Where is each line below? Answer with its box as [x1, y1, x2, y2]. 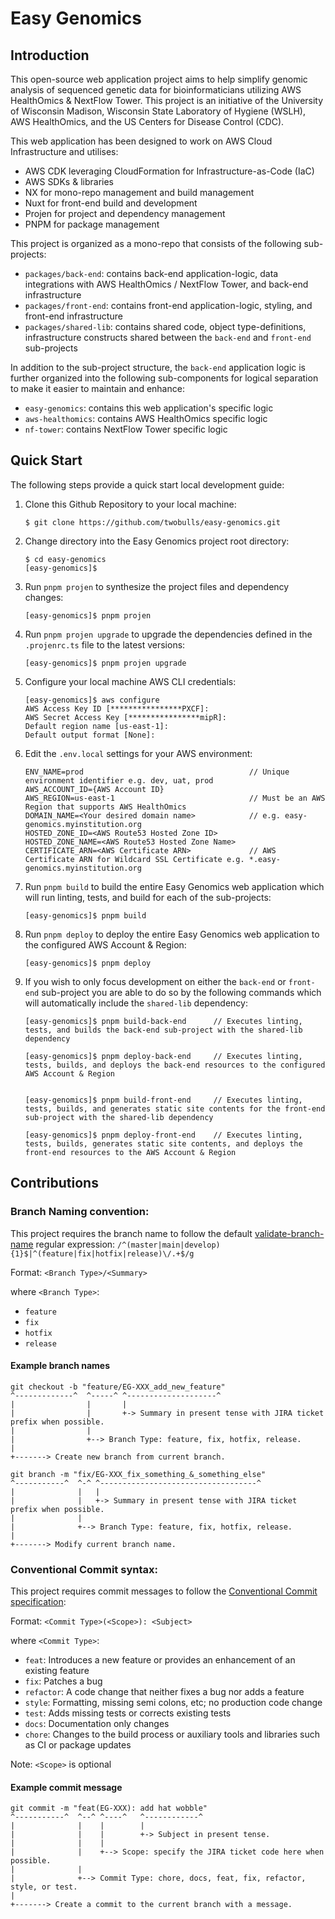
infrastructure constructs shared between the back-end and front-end [24, 332, 312, 343]
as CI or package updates [24, 1739, 132, 1751]
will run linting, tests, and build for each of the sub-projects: [24, 891, 272, 903]
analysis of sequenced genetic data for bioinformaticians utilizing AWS [10, 84, 302, 96]
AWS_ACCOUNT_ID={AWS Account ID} [24, 784, 165, 794]
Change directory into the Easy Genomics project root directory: [24, 535, 290, 547]
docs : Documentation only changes [24, 1718, 170, 1729]
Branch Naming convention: [10, 1205, 150, 1219]
